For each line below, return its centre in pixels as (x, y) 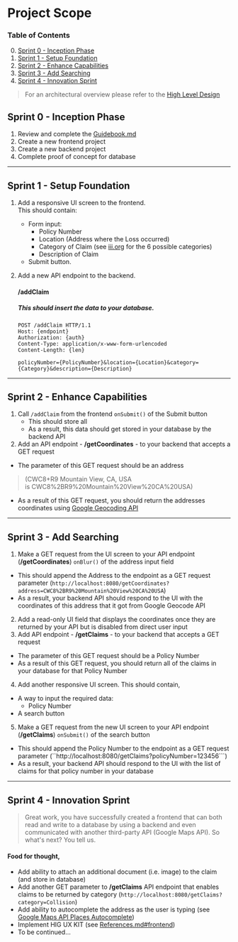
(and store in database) (52, 880)
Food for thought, (34, 856)
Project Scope (50, 13)
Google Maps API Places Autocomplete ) (76, 917)
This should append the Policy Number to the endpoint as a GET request (123, 749)
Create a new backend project (62, 149)
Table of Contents (39, 35)
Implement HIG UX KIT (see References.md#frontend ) (96, 925)
